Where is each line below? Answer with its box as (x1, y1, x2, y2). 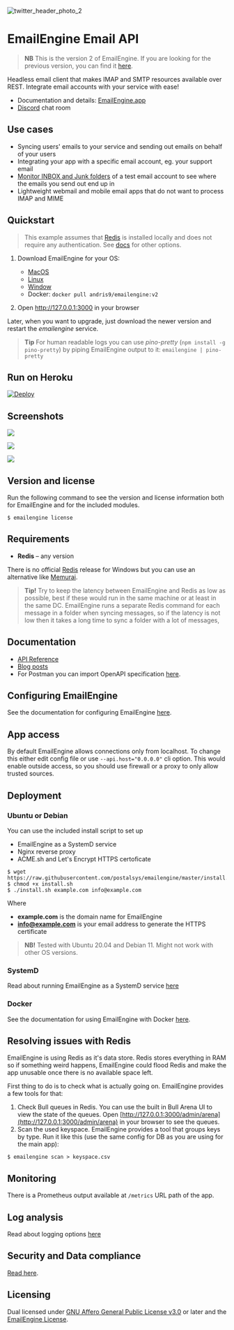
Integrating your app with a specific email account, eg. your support (17, 157, 212, 166)
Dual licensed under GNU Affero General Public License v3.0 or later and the (7, 1307, 227, 1316)
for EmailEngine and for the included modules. (7, 501, 140, 509)
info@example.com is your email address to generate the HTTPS (17, 919, 206, 928)
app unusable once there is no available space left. (7, 1069, 153, 1077)
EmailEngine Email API (7, 31, 139, 47)
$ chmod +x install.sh (7, 880, 73, 887)
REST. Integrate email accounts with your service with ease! (7, 82, 180, 91)
